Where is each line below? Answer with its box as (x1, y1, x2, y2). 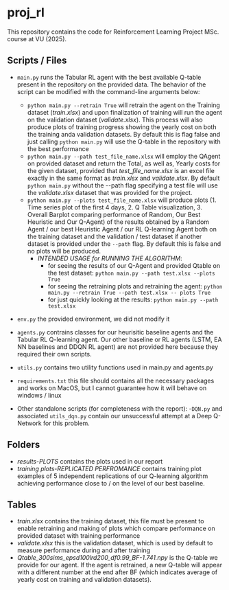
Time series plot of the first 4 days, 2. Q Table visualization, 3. (27, 203, 202, 211)
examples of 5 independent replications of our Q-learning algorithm (16, 472, 208, 480)
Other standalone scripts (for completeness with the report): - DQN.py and (16, 404, 223, 413)
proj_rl (7, 5, 45, 21)
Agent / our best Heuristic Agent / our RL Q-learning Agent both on (27, 225, 217, 233)
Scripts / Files (7, 55, 67, 67)
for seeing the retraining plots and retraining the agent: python (47, 282, 223, 290)
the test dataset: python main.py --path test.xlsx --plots (47, 269, 215, 277)
